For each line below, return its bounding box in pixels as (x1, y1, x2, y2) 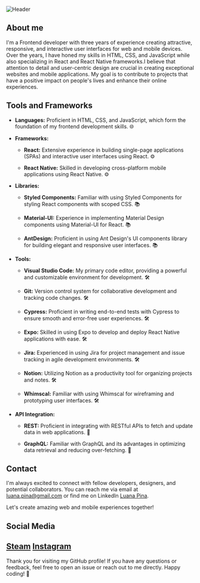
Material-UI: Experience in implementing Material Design (23, 214, 164, 221)
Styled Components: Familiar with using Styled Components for (23, 194, 182, 201)
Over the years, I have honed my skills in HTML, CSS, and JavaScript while (6, 51, 190, 59)
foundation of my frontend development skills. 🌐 (14, 122, 134, 130)
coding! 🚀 (6, 570, 30, 577)
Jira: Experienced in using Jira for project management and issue (23, 349, 185, 356)
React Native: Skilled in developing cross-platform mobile (23, 164, 167, 171)
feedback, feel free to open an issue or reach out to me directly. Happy (6, 563, 181, 570)
